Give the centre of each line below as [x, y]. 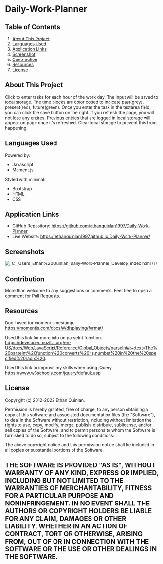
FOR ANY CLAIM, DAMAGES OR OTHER [66, 519]
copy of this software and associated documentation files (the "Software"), [80, 414]
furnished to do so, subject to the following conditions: [60, 435]
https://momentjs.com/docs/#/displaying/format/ [54, 328]
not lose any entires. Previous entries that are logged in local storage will [78, 118]
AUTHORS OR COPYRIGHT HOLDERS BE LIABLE [79, 511]
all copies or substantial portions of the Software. [54, 450]
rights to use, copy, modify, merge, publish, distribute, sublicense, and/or [78, 425]
